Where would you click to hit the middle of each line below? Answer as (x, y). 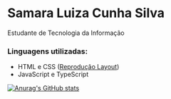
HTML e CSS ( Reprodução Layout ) (68, 67)
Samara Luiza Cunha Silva (86, 13)
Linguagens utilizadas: (47, 51)
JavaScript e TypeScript (53, 74)
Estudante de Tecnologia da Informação (66, 33)
